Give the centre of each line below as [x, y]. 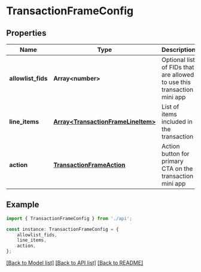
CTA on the [177, 169]
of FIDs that [178, 67]
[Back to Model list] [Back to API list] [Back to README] [75, 263]
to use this [176, 82]
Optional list [178, 60]
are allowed [178, 75]
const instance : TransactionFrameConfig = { [63, 229]
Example [23, 205]
